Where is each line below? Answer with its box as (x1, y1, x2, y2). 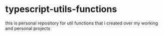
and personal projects (5, 25, 51, 31)
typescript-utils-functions (5, 3, 117, 15)
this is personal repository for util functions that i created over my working (5, 20, 158, 26)
